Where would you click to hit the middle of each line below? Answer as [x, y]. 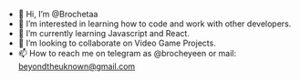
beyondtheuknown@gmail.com [77, 66]
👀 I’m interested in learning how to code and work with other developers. [155, 24]
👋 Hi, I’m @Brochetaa [58, 14]
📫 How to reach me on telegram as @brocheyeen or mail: [127, 53]
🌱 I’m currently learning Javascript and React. [103, 33]
